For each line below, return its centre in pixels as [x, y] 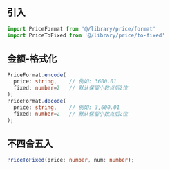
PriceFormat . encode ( [37, 75]
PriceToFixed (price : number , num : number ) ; [71, 160]
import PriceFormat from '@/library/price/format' [82, 29]
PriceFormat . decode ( [37, 101]
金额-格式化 [32, 59]
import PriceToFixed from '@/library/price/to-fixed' [86, 35]
